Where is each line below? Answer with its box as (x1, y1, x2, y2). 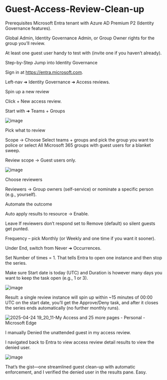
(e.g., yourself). (5, 191, 37, 197)
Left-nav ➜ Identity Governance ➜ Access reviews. (5, 79, 110, 85)
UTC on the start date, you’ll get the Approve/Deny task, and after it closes (5, 299, 159, 305)
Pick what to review (5, 127, 46, 133)
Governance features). (5, 25, 51, 31)
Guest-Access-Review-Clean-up (5, 3, 145, 15)
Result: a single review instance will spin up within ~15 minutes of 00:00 (5, 294, 153, 300)
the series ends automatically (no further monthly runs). (5, 305, 120, 311)
